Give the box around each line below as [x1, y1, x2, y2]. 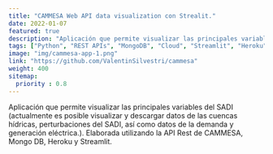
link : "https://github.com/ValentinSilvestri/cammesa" [8, 58, 198, 66]
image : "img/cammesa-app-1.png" [8, 49, 118, 58]
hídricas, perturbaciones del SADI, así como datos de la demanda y [8, 119, 234, 129]
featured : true [8, 27, 60, 35]
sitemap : [8, 72, 38, 80]
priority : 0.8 [15, 79, 67, 88]
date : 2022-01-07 [8, 19, 67, 28]
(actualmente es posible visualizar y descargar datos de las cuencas [8, 110, 238, 120]
